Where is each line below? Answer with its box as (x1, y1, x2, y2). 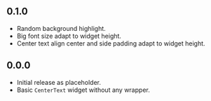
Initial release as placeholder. (16, 78, 102, 86)
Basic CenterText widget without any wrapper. (16, 86, 150, 94)
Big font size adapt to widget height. (16, 32, 122, 40)
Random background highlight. (16, 24, 106, 32)
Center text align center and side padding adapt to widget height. (16, 39, 205, 48)
